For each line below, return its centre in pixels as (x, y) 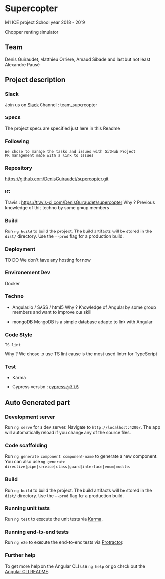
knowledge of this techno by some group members (57, 207)
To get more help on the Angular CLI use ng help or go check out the (75, 566)
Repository (19, 168)
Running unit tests (28, 508)
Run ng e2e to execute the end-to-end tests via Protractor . (64, 542)
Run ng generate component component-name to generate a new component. (82, 456)
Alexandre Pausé (22, 64)
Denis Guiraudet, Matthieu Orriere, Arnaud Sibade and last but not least (78, 59)
